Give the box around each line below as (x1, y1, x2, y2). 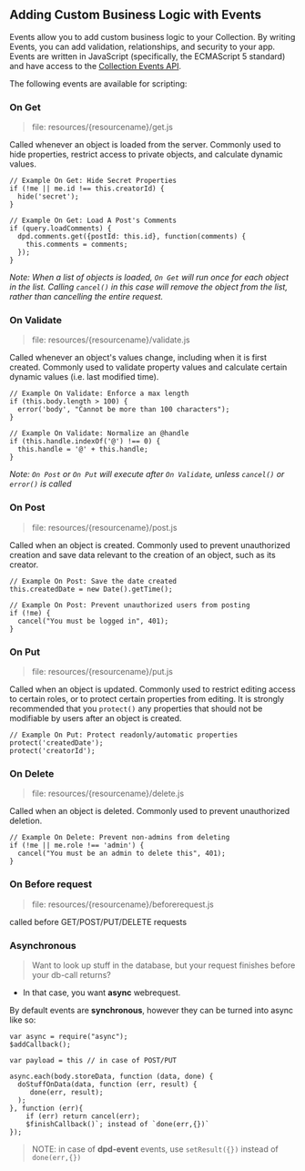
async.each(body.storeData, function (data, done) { (9, 1072, 214, 1081)
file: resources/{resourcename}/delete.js (31, 788, 185, 799)
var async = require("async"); (9, 1032, 128, 1041)
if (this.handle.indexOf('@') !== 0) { (9, 437, 161, 446)
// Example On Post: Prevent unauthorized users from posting (9, 600, 250, 609)
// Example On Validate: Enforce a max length (9, 389, 189, 399)
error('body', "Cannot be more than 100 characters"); (17, 405, 230, 414)
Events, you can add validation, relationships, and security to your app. (9, 41, 276, 52)
